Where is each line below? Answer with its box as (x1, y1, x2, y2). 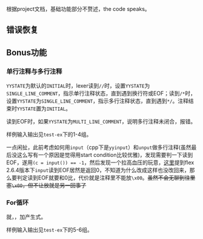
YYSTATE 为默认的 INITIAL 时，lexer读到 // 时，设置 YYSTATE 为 (6, 82, 150, 89)
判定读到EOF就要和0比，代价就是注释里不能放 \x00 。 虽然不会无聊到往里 (16, 174, 196, 181)
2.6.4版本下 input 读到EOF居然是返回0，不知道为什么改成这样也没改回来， (6, 167, 190, 174)
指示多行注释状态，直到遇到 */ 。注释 (98, 97, 189, 105)
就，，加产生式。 (6, 213, 47, 221)
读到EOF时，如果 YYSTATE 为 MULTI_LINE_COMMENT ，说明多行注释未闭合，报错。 (6, 118, 196, 125)
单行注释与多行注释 (6, 67, 62, 75)
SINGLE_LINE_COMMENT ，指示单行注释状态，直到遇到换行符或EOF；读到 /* (6, 90, 185, 97)
